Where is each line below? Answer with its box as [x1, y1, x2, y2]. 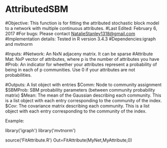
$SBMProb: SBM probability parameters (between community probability [5, 87, 156, 93]
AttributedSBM [5, 3, 68, 15]
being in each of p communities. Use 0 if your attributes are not [5, 66, 136, 73]
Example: [5, 118, 24, 124]
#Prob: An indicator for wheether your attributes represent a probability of [5, 61, 157, 67]
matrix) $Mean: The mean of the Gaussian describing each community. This [5, 92, 162, 98]
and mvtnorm [5, 41, 33, 47]
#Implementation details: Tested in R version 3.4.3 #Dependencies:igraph [5, 36, 156, 42]
